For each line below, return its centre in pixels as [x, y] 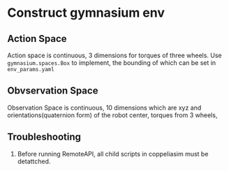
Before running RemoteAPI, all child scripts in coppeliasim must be [113, 154]
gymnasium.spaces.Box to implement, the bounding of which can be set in [112, 63]
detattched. [34, 161]
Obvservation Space [53, 91]
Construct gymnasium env [86, 13]
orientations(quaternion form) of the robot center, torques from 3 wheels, [112, 115]
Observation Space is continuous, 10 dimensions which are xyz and [104, 107]
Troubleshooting [44, 137]
